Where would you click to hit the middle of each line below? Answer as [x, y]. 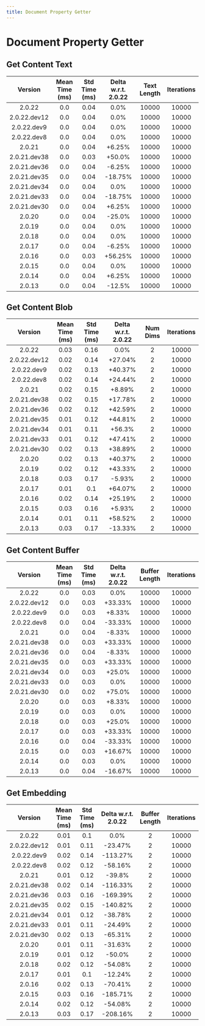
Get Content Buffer [43, 550]
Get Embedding [37, 793]
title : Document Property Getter [49, 12]
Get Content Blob [40, 308]
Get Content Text [39, 65]
